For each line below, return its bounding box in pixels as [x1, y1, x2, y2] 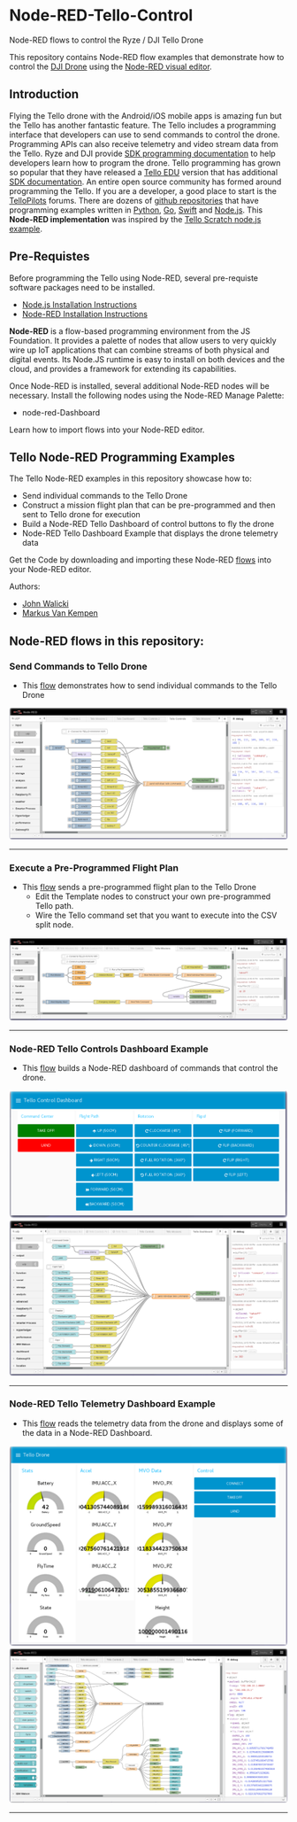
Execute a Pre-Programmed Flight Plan [9, 861, 179, 873]
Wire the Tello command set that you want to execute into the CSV [34, 910, 278, 921]
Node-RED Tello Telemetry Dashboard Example [9, 1398, 217, 1410]
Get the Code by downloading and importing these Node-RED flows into [9, 554, 272, 565]
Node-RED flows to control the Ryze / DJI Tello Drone [9, 35, 204, 45]
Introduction [9, 87, 80, 102]
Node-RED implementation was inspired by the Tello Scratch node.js [9, 213, 262, 224]
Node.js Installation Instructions [21, 298, 137, 310]
